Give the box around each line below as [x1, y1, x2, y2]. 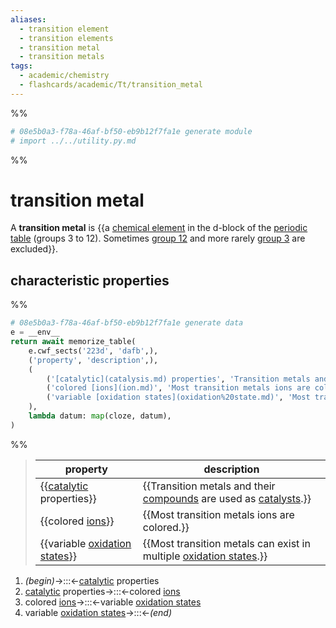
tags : [10, 61, 33, 71]
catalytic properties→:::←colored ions [24, 585, 181, 597]
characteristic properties [10, 272, 170, 289]
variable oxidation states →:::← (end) [24, 606, 172, 618]
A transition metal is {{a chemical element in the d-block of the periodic [10, 222, 308, 234]
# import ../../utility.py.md [10, 136, 137, 146]
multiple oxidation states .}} [142, 549, 268, 563]
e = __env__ [10, 327, 60, 338]
